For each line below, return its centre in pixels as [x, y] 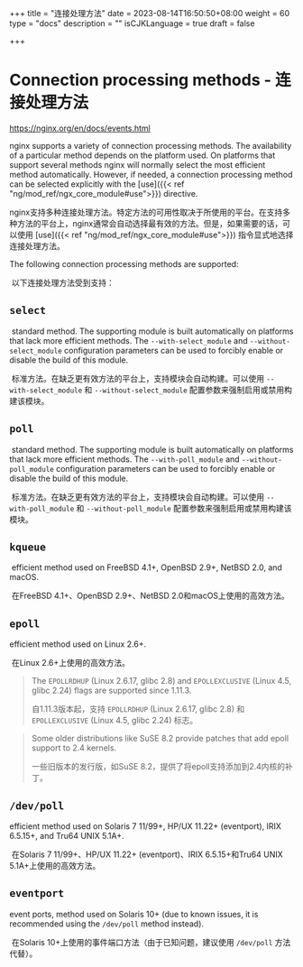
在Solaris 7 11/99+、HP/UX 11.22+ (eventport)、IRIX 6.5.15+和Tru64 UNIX [147, 854]
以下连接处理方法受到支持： [63, 282]
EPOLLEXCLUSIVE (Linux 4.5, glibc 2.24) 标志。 [115, 721]
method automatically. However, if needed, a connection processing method [151, 174]
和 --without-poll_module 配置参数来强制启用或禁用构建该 [184, 508]
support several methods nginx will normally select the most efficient [138, 164]
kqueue [28, 547]
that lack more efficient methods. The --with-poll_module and [125, 459]
